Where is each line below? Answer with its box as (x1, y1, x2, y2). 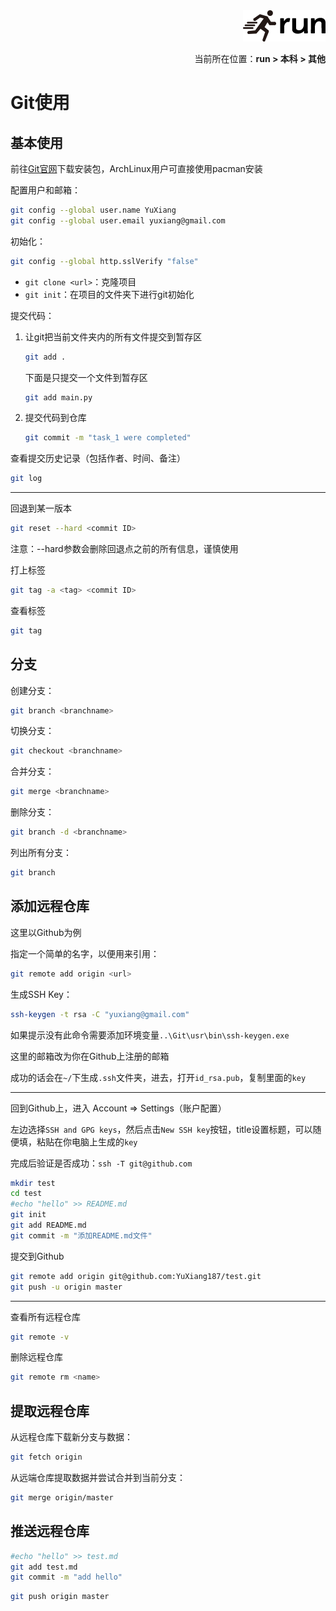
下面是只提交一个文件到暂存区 (24, 371, 148, 383)
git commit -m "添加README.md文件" (10, 1230, 153, 1241)
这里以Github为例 (10, 926, 82, 938)
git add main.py (24, 392, 93, 403)
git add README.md (10, 1220, 87, 1230)
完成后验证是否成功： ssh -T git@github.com (10, 1157, 193, 1169)
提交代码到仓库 (24, 412, 87, 424)
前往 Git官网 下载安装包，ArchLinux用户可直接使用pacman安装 (10, 163, 263, 174)
